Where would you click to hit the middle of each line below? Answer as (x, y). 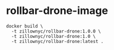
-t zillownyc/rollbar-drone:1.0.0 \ (56, 31)
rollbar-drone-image (57, 11)
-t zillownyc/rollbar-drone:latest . (58, 41)
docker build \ (25, 26)
